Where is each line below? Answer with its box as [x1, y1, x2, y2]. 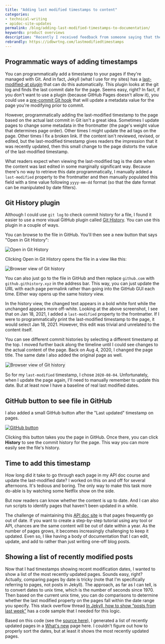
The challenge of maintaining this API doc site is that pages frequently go [5, 512, 154, 518]
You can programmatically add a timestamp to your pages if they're [5, 71, 141, 77]
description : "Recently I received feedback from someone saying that [5, 35, 153, 40]
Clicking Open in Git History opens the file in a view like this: [5, 256, 127, 262]
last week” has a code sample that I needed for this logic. [5, 608, 121, 614]
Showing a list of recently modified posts [5, 553, 134, 561]
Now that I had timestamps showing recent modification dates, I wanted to [5, 566, 156, 572]
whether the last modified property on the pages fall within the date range [5, 597, 155, 603]
